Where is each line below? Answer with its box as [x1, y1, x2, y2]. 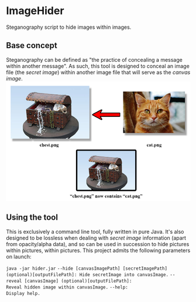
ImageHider [6, 4, 64, 18]
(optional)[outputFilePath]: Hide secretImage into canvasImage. [6, 271, 169, 277]
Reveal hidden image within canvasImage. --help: [6, 284, 129, 290]
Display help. [6, 290, 41, 296]
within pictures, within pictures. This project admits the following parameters [6, 247, 191, 254]
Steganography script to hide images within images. [6, 24, 132, 31]
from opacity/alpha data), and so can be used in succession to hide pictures [6, 240, 190, 247]
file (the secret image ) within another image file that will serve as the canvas [6, 69, 191, 76]
